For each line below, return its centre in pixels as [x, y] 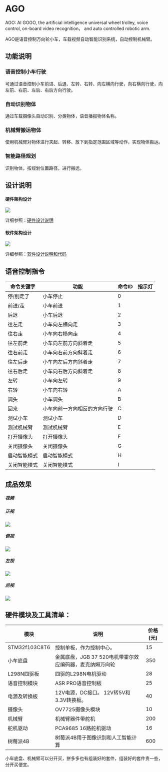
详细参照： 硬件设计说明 [29, 220]
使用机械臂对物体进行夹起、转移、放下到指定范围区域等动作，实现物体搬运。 [84, 142]
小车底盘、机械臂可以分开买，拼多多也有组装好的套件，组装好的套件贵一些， [84, 758]
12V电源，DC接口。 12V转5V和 [93, 693]
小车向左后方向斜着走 [68, 362]
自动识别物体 [21, 104]
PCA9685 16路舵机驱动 [83, 728]
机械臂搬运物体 [23, 130]
